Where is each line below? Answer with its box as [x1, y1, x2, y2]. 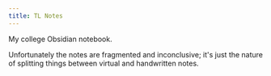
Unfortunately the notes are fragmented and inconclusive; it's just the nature [8, 49, 264, 59]
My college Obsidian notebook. [8, 34, 112, 44]
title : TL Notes [8, 11, 63, 20]
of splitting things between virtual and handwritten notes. [8, 58, 200, 68]
